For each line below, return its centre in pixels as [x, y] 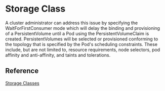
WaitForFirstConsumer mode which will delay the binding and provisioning [83, 28]
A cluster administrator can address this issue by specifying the [72, 23]
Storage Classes [22, 83]
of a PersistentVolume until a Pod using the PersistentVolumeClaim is [77, 33]
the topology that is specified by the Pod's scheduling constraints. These [81, 44]
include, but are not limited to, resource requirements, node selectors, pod [83, 50]
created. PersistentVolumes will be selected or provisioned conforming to [82, 39]
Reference [22, 71]
